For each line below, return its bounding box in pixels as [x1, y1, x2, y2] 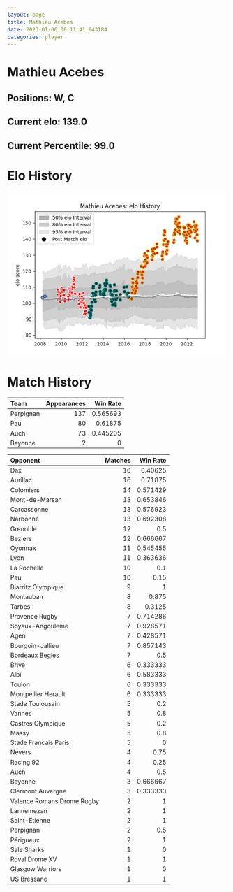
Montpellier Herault [10, 689, 66, 698]
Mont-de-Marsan [10, 495, 63, 503]
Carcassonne [10, 505, 49, 514]
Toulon [10, 680, 30, 689]
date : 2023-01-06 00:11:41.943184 [7, 26, 108, 33]
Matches [105, 456, 131, 464]
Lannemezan [10, 806, 47, 814]
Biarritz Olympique [10, 583, 64, 591]
